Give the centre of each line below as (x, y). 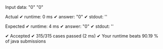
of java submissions (26, 41)
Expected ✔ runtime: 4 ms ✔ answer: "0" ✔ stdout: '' (59, 26)
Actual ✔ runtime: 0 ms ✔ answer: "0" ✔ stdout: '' (56, 17)
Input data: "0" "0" (24, 7)
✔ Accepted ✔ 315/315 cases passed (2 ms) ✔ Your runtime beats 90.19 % (82, 36)
